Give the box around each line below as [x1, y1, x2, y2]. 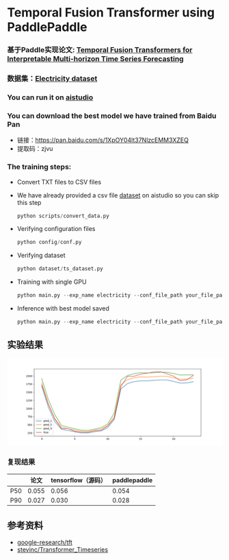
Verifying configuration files [16, 225, 96, 233]
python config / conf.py [16, 239, 82, 246]
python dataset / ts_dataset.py [16, 265, 104, 272]
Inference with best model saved [16, 304, 109, 313]
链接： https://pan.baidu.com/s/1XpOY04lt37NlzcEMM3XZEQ [16, 136, 189, 145]
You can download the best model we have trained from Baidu [7, 111, 217, 121]
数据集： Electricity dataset [7, 74, 98, 84]
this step [16, 198, 42, 206]
